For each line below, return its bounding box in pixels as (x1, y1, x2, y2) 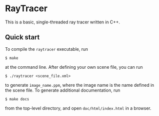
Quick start (5, 33, 40, 41)
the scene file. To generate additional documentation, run (5, 87, 120, 93)
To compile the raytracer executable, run (5, 46, 88, 52)
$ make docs (5, 97, 29, 101)
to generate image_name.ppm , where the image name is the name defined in (5, 82, 155, 88)
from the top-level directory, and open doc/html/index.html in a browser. (5, 105, 152, 111)
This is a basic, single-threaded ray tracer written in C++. (5, 19, 120, 25)
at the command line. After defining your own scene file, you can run (5, 64, 143, 70)
